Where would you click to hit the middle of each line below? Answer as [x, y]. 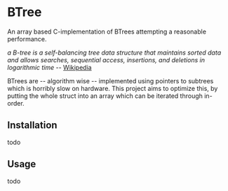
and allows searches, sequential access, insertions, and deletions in [106, 59]
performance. [27, 38]
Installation [32, 126]
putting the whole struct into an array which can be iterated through [105, 96]
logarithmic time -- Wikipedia [50, 67]
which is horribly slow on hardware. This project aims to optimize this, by [113, 88]
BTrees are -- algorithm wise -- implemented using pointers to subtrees [110, 80]
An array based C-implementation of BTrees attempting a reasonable [107, 31]
